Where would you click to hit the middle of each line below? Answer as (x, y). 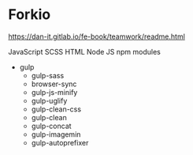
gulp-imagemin (56, 134)
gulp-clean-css (56, 109)
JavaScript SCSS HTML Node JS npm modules (85, 51)
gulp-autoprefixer (60, 142)
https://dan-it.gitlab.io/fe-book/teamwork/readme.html (96, 36)
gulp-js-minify (54, 92)
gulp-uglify (49, 100)
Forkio (30, 15)
